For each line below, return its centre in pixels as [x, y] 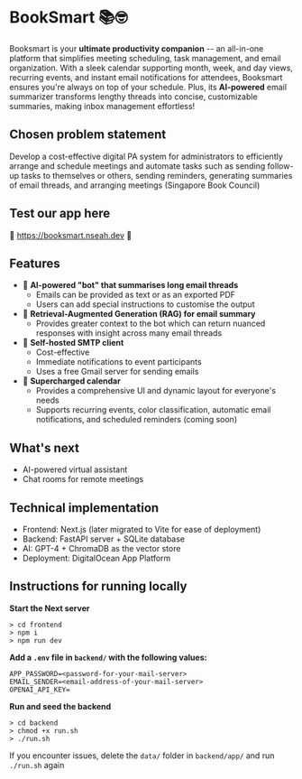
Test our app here [60, 213]
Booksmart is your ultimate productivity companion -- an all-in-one [137, 48]
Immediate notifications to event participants [119, 362]
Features [35, 263]
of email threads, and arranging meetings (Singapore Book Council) [135, 185]
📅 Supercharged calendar [72, 381]
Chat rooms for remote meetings [83, 479]
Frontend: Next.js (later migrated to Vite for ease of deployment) [142, 529]
